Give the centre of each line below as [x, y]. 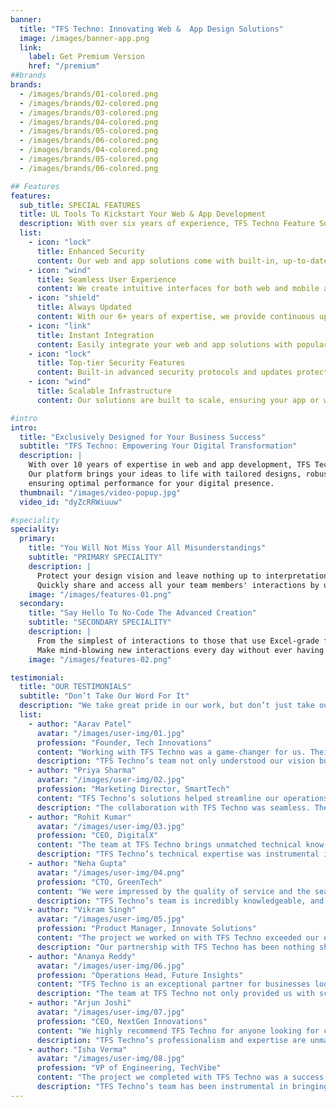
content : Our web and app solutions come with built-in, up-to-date [182, 261]
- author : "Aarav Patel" [80, 724]
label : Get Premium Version [86, 57]
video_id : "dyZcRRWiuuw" [71, 502]
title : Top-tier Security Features [111, 363]
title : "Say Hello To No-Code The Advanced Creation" [142, 613]
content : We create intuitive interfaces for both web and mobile [178, 289]
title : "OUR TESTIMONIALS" [75, 687]
